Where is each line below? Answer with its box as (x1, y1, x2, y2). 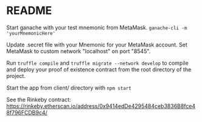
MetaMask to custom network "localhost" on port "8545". (6, 47, 151, 55)
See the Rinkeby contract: (6, 96, 71, 103)
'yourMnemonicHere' (6, 30, 56, 37)
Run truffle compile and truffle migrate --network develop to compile (6, 59, 189, 66)
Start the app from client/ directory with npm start (6, 84, 132, 91)
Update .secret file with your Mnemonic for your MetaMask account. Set (6, 41, 187, 48)
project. (6, 72, 26, 79)
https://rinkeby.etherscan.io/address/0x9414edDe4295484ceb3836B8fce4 (6, 102, 196, 110)
